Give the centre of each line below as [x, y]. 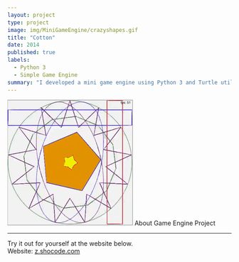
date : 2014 [23, 45]
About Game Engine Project [175, 223]
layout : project [31, 15]
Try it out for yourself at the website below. [70, 243]
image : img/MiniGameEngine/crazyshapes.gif [73, 30]
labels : [19, 60]
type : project [28, 22]
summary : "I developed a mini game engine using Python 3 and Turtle [113, 82]
